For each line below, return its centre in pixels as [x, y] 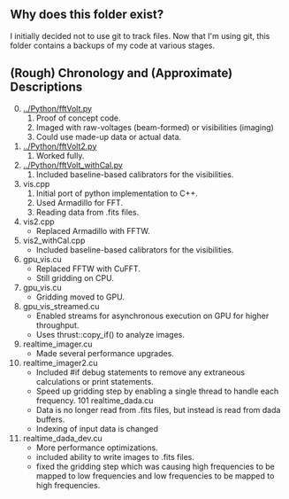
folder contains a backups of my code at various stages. [113, 45]
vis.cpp [36, 183]
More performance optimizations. [97, 448]
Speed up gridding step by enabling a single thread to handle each [157, 391]
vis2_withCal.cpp [54, 240]
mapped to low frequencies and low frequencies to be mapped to [155, 476]
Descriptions [46, 87]
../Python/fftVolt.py [57, 108]
